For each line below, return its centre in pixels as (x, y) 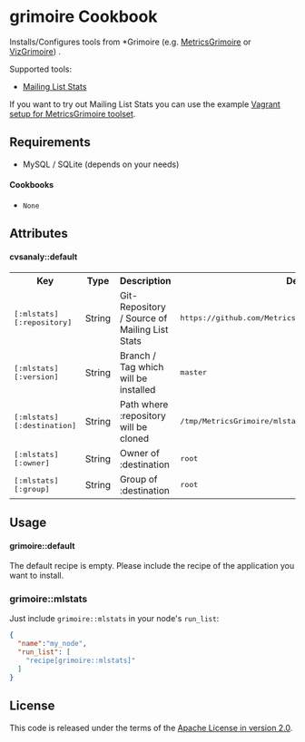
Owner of (140, 453)
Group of (138, 479)
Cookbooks (32, 185)
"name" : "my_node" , (53, 644)
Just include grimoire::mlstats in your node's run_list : (114, 619)
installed (138, 389)
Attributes (39, 234)
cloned (134, 438)
